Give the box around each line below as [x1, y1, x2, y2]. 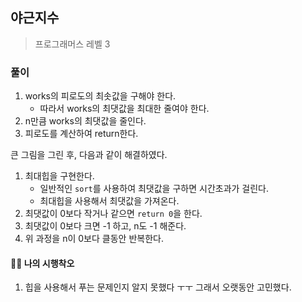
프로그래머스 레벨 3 [34, 38, 111, 50]
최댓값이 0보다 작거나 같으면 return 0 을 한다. [24, 208, 203, 220]
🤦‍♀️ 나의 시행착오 [10, 257, 75, 269]
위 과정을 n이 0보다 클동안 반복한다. [24, 233, 164, 245]
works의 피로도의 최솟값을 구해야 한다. [24, 90, 177, 102]
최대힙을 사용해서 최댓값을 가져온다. [39, 195, 180, 207]
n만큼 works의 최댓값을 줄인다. [24, 115, 147, 127]
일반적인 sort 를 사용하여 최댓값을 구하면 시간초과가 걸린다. [39, 183, 270, 195]
